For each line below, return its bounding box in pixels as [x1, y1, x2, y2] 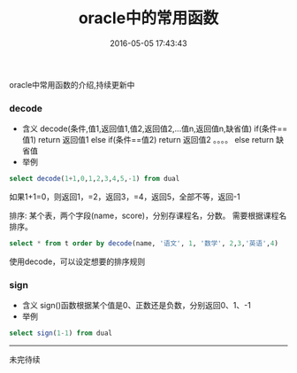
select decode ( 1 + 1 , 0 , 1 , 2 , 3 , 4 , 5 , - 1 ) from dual [9, 175, 180, 183]
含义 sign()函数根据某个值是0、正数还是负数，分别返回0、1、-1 [21, 300, 252, 311]
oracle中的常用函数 [78, 8, 219, 28]
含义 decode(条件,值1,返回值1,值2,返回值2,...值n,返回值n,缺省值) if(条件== [21, 123, 288, 134]
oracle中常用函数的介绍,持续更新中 [9, 79, 135, 89]
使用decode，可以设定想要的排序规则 [9, 256, 146, 267]
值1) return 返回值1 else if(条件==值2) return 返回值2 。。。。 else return [21, 135, 274, 145]
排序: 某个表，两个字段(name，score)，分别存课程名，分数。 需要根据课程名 [9, 210, 287, 221]
